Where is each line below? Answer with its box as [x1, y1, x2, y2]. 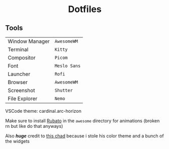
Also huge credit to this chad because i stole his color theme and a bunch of [5, 133, 164, 139]
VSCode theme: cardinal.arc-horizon [5, 108, 82, 114]
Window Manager [8, 38, 50, 45]
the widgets [5, 138, 30, 144]
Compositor [8, 54, 36, 61]
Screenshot [8, 87, 35, 94]
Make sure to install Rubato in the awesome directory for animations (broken [5, 118, 160, 124]
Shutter [54, 88, 73, 93]
